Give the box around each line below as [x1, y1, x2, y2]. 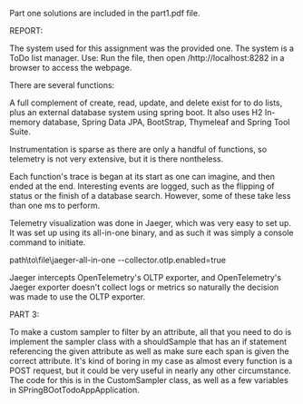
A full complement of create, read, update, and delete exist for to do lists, [9, 97, 283, 108]
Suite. [9, 126, 32, 137]
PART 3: [9, 309, 40, 320]
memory [9, 117, 41, 127]
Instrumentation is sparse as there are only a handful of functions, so [9, 144, 268, 154]
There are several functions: [9, 80, 115, 90]
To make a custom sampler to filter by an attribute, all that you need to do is [9, 327, 292, 337]
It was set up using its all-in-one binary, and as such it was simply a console [9, 227, 294, 238]
